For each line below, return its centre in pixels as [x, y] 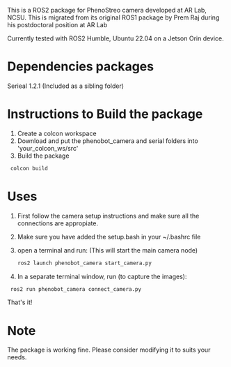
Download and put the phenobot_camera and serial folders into [107, 141]
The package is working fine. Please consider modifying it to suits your [109, 350]
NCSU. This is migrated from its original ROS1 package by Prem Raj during [113, 17]
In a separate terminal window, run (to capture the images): [102, 276]
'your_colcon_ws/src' [48, 148]
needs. [17, 357]
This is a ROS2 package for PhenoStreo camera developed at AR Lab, [107, 10]
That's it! [20, 302]
